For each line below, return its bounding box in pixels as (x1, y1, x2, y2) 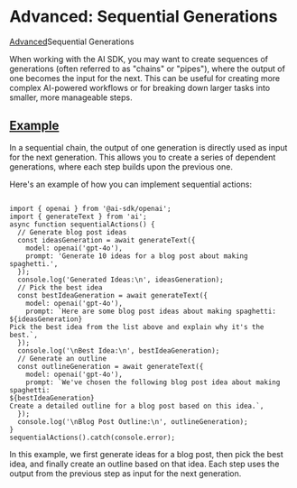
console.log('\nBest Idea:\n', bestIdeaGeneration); (17, 345, 220, 355)
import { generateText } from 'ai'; (9, 212, 147, 221)
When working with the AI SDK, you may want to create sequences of (9, 53, 269, 64)
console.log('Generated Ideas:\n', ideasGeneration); (17, 275, 224, 284)
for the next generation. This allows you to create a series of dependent (9, 152, 276, 162)
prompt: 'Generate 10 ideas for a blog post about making (25, 251, 248, 261)
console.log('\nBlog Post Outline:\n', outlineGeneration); (17, 417, 248, 426)
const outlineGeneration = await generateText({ (17, 362, 204, 371)
